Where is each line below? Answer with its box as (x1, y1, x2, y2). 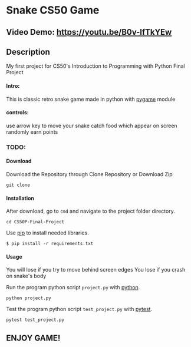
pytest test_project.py (6, 317, 65, 323)
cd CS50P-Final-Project (6, 219, 65, 225)
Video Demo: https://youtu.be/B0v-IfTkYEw (6, 27, 172, 37)
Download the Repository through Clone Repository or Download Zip (6, 170, 173, 177)
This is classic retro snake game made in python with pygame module (6, 95, 176, 103)
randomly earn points (6, 128, 58, 136)
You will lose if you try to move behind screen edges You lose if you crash (6, 266, 186, 273)
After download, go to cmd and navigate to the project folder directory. (6, 207, 175, 215)
